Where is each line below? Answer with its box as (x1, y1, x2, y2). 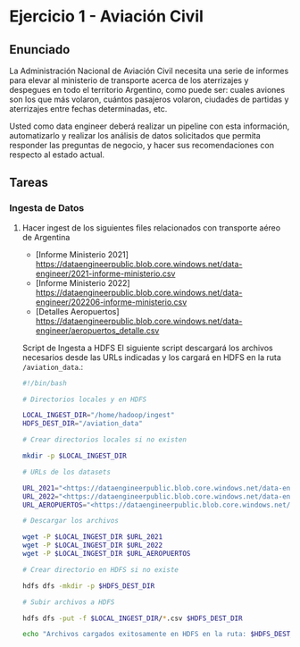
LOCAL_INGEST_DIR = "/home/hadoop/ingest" (21, 411, 175, 420)
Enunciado (9, 42, 71, 57)
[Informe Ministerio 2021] (35, 248, 129, 260)
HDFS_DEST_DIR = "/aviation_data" (21, 419, 143, 428)
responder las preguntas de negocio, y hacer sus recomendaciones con (9, 140, 275, 150)
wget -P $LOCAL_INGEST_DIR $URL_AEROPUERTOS (21, 550, 191, 559)
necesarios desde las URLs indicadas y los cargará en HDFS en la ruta (21, 351, 281, 363)
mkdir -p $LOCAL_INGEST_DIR (21, 451, 127, 461)
